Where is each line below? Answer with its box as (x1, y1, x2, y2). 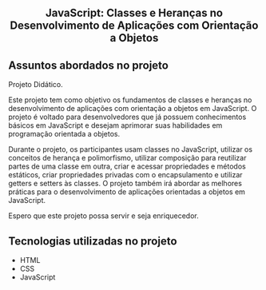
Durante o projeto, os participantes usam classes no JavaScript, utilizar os (8, 145, 253, 154)
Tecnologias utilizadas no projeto (8, 234, 177, 248)
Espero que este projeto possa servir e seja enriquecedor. (8, 211, 199, 220)
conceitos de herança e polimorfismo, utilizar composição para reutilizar (8, 153, 247, 163)
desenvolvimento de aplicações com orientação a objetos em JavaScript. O (8, 104, 257, 113)
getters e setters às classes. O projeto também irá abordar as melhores (8, 179, 242, 189)
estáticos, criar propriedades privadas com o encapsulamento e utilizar (8, 170, 243, 180)
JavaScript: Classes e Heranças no (45, 6, 224, 20)
